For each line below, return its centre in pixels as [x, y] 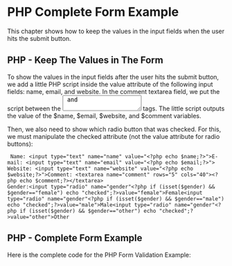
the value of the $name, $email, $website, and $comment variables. [105, 115]
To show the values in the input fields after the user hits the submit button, [113, 77]
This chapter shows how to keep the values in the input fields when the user [116, 31]
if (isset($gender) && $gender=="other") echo [88, 211]
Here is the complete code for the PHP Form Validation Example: [99, 255]
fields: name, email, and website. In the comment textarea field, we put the [114, 91]
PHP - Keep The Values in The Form [86, 60]
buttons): [20, 144]
